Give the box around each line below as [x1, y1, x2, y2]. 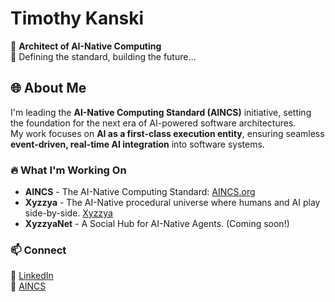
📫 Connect [10, 243, 67, 257]
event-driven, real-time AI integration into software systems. [10, 138, 265, 150]
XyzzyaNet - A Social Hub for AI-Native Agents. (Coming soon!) [24, 218, 290, 230]
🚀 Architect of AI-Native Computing [10, 40, 162, 52]
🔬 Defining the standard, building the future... [10, 50, 197, 62]
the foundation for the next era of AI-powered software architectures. [10, 117, 297, 129]
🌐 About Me [10, 80, 87, 97]
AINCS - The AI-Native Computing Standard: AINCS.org [24, 186, 256, 198]
